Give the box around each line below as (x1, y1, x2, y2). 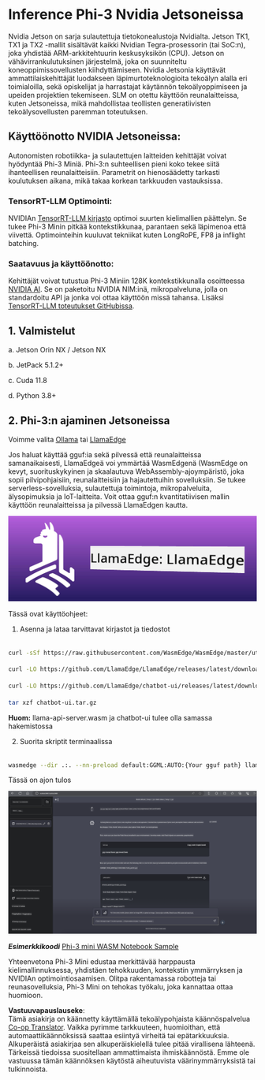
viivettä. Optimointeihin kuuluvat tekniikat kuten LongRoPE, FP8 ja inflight (8, 230, 246, 240)
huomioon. (8, 991, 43, 1000)
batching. (8, 239, 39, 248)
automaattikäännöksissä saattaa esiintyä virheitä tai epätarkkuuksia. (8, 1031, 230, 1041)
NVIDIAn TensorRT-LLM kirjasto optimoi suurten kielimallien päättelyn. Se (8, 214, 247, 223)
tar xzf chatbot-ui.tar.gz (8, 698, 97, 706)
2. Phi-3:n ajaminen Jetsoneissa (8, 414, 170, 427)
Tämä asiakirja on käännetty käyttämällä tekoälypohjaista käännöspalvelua (8, 1015, 251, 1024)
